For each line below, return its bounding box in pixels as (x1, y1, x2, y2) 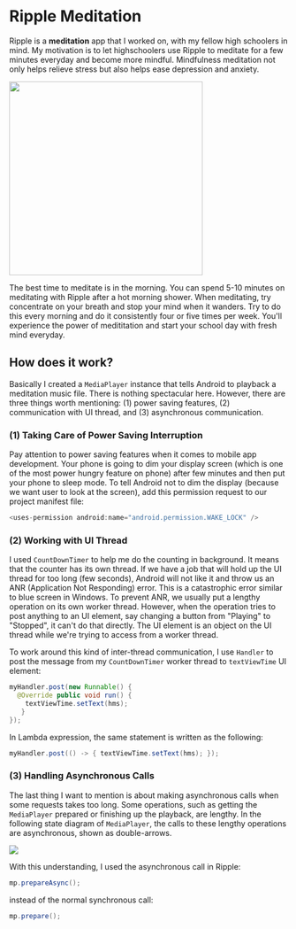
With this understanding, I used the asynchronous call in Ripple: (9, 861, 241, 871)
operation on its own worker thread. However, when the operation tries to (9, 601, 277, 612)
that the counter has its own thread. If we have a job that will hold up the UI (9, 564, 283, 575)
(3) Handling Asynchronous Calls (9, 770, 155, 782)
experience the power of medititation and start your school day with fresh (9, 320, 277, 330)
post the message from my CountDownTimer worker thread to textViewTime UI (9, 656, 287, 667)
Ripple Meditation (9, 6, 142, 27)
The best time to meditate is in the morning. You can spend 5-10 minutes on (9, 282, 285, 293)
